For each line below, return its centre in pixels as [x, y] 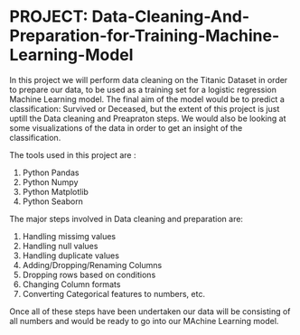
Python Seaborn [53, 201]
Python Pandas [51, 172]
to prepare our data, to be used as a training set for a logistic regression [143, 89]
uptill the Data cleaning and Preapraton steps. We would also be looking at [148, 118]
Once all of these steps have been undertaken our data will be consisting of [150, 311]
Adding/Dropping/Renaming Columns [92, 265]
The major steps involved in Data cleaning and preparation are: [127, 219]
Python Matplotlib [55, 191]
